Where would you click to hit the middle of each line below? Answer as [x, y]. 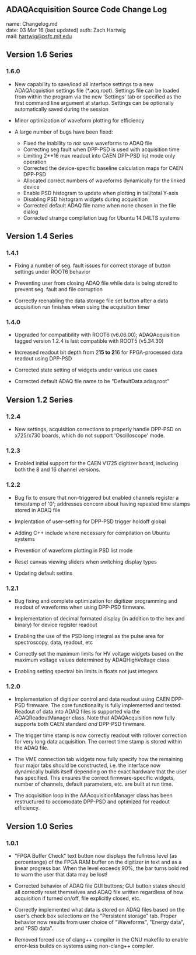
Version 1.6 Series [39, 55]
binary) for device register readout [56, 625]
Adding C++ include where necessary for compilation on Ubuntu [92, 533]
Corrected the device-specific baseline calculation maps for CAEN [103, 168]
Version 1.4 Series [40, 236]
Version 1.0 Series [40, 826]
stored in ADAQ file [37, 510]
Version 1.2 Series [39, 400]
